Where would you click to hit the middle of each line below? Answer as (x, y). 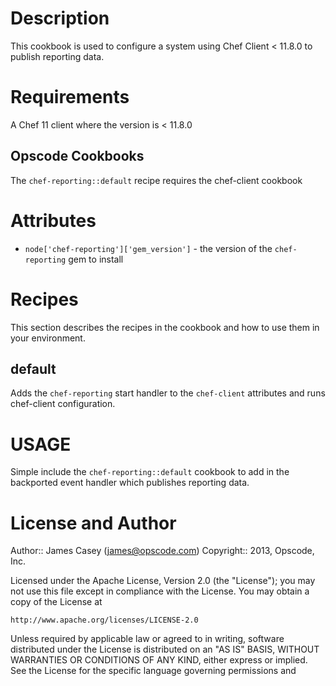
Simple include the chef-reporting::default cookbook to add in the (150, 472)
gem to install (96, 259)
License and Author (93, 523)
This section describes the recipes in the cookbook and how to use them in (165, 327)
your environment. (48, 338)
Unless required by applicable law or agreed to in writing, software (147, 639)
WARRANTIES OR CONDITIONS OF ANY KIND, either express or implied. (159, 660)
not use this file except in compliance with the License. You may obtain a (160, 591)
